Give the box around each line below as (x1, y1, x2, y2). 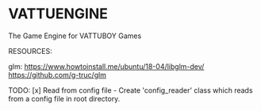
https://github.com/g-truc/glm (8, 70, 107, 79)
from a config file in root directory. (8, 94, 121, 103)
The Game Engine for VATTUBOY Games (8, 31, 142, 40)
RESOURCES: (8, 46, 53, 55)
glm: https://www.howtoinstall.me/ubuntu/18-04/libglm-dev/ (8, 61, 205, 71)
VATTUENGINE (8, 5, 109, 23)
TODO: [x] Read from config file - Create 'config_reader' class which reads (8, 85, 253, 95)
